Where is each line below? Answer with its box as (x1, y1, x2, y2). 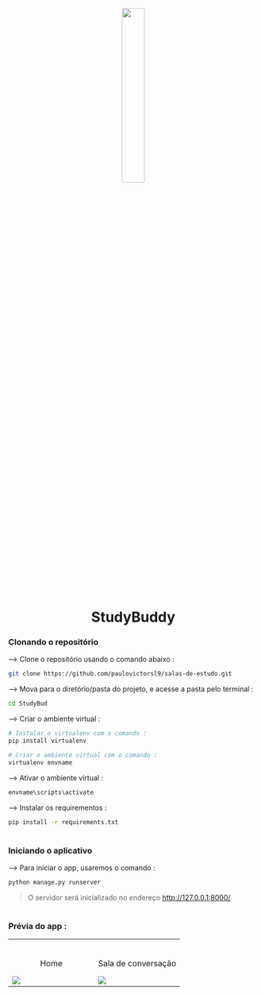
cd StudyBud (8, 699, 48, 708)
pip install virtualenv (8, 737, 87, 745)
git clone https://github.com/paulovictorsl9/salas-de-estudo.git (8, 670, 232, 678)
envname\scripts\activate (8, 788, 94, 796)
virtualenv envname (8, 758, 73, 766)
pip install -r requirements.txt (8, 818, 119, 826)
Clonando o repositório (8, 637, 99, 648)
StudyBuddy (90, 608, 176, 626)
